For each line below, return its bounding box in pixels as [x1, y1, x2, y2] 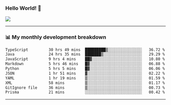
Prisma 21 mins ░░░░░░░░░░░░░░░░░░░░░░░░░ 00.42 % [5, 90, 165, 95]
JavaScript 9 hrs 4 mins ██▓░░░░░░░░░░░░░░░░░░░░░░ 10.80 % [5, 57, 165, 62]
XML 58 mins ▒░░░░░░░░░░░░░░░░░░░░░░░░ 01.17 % [5, 80, 165, 86]
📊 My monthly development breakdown [5, 34, 106, 41]
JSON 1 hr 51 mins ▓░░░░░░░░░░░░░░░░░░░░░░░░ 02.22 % [5, 71, 165, 76]
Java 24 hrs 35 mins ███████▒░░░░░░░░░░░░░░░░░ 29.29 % [5, 52, 165, 57]
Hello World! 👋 [5, 5, 42, 12]
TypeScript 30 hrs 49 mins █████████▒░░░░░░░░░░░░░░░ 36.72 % [5, 47, 165, 52]
